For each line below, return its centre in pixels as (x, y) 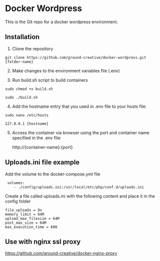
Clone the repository (32, 48)
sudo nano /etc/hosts (27, 115)
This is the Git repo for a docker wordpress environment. (62, 22)
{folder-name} (19, 62)
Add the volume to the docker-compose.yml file (53, 174)
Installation (22, 37)
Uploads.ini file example (42, 162)
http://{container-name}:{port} (42, 147)
